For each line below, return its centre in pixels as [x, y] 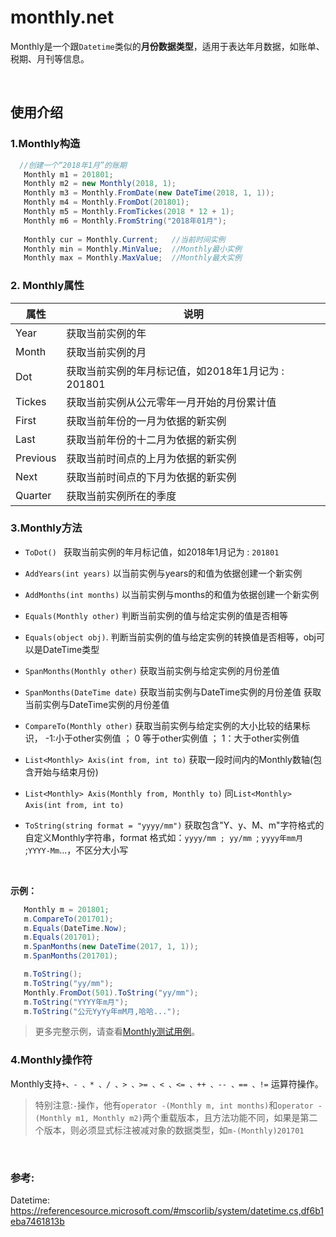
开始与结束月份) [66, 772]
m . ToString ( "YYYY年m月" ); [76, 1002]
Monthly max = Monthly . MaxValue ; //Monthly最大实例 [132, 258]
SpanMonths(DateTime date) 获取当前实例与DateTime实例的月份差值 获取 [173, 692]
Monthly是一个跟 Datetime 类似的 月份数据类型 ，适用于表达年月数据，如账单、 [167, 46]
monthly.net [62, 17]
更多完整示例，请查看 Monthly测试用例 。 [117, 1032]
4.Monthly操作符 [51, 1060]
